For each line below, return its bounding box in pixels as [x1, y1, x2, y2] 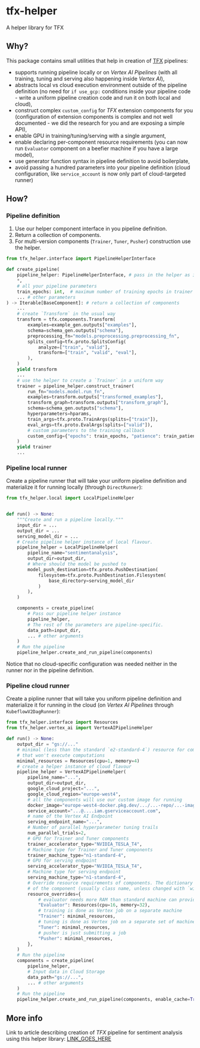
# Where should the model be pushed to [27, 561, 127, 568]
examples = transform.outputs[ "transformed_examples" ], [27, 394, 164, 400]
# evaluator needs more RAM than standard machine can [37, 896, 177, 902]
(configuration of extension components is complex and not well [14, 113, 173, 120]
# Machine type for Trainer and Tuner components [27, 846, 153, 853]
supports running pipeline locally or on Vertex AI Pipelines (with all [14, 69, 177, 76]
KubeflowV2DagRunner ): [6, 708, 61, 715]
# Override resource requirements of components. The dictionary [27, 880, 193, 886]
